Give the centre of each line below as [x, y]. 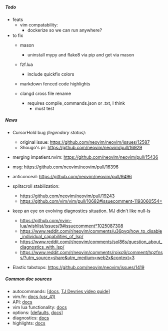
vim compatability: [39, 24]
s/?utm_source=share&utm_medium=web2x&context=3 [77, 258]
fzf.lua [26, 64]
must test [44, 108]
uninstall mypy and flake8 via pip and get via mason [81, 54]
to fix [18, 35]
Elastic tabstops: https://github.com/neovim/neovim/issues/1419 [78, 267]
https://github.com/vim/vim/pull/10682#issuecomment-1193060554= [91, 201]
